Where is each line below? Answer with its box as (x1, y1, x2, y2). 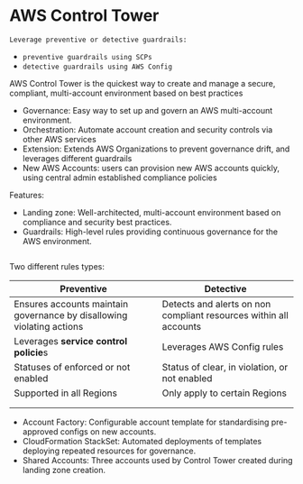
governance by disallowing (14, 308, 128, 321)
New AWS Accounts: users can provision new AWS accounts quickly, (22, 162, 280, 173)
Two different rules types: (9, 260, 106, 271)
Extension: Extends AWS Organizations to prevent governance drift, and (22, 143, 290, 154)
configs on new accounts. (60, 425, 157, 437)
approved (22, 425, 59, 437)
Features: (9, 189, 45, 200)
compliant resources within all (161, 308, 289, 321)
